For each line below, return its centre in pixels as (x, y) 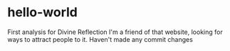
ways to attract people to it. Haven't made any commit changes (100, 39)
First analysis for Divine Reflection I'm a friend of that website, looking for (115, 32)
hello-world (43, 12)
